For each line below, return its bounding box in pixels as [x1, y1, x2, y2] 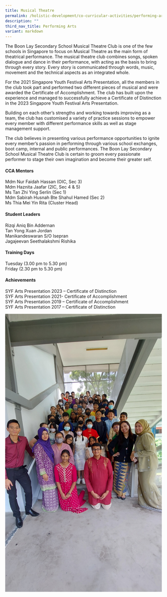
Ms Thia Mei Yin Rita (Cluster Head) [5, 200, 79, 206]
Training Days [5, 250, 35, 256]
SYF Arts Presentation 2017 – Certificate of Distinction [5, 304, 116, 310]
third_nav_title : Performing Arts [5, 24, 77, 29]
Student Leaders [5, 211, 41, 217]
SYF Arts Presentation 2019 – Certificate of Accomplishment [5, 298, 129, 305]
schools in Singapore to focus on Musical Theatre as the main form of [5, 49, 148, 55]
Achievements [5, 277, 36, 283]
